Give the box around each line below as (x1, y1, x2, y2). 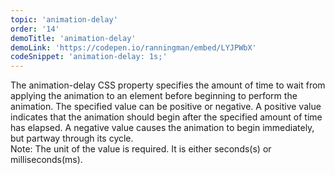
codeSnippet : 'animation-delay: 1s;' (10, 52, 168, 62)
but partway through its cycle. (10, 132, 134, 145)
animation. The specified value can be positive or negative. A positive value (10, 101, 322, 113)
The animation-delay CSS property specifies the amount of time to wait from (10, 79, 326, 91)
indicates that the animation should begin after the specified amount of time (10, 111, 323, 123)
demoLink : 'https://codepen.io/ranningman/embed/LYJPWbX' (10, 42, 257, 53)
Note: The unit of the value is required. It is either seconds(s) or (10, 143, 272, 155)
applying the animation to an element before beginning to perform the (10, 90, 298, 102)
